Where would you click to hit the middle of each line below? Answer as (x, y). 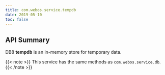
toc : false (17, 19)
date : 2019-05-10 (24, 15)
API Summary (28, 40)
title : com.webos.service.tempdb (41, 10)
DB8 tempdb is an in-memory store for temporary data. (63, 52)
